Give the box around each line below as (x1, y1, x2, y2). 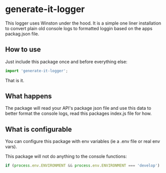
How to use (5, 45, 41, 54)
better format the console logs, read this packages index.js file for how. (5, 110, 152, 116)
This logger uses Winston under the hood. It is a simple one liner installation (5, 20, 161, 26)
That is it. (5, 77, 24, 83)
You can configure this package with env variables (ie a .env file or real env (5, 138, 160, 144)
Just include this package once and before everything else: (5, 59, 127, 65)
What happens (5, 92, 52, 101)
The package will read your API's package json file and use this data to (5, 105, 151, 111)
